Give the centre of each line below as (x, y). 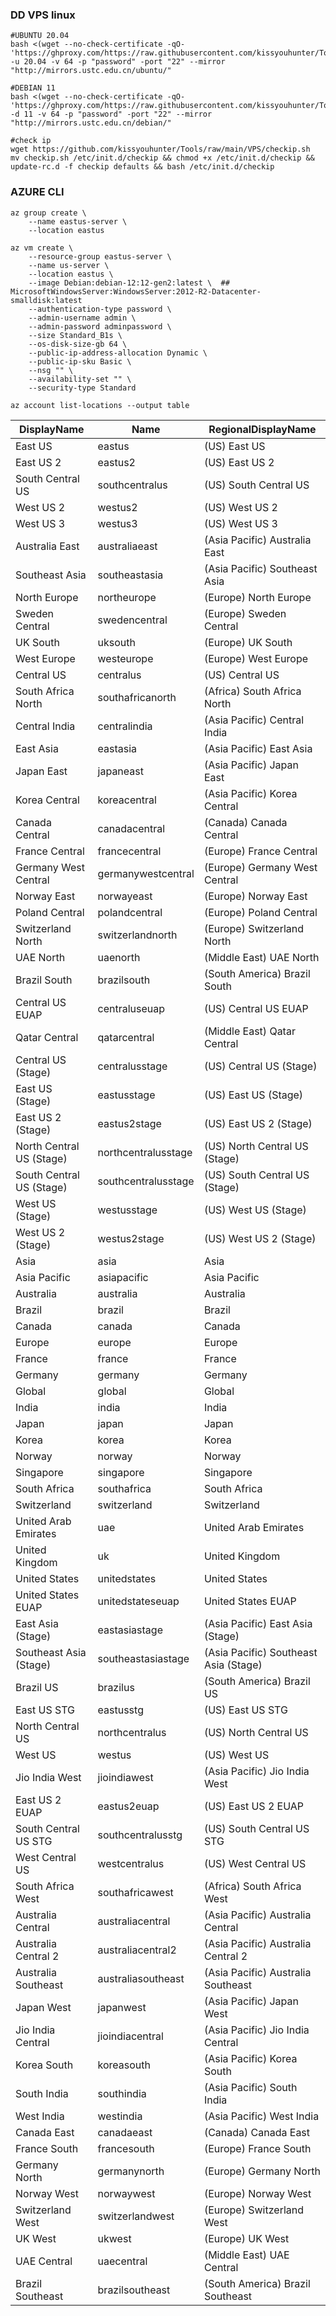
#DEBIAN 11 (33, 88)
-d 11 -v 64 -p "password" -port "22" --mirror (111, 114)
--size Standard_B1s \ (75, 335)
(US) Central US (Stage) (260, 1066)
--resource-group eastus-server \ (100, 256)
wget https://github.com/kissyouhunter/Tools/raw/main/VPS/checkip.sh (160, 149)
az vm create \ (42, 248)
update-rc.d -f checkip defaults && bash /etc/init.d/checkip (142, 167)
